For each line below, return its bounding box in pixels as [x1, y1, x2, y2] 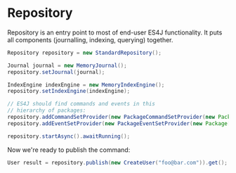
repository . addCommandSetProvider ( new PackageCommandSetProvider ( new [7, 114, 216, 121]
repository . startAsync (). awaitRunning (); [7, 132, 131, 140]
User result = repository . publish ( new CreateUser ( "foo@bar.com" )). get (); [7, 159, 228, 166]
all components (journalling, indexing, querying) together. [7, 35, 173, 44]
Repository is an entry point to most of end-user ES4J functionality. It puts [7, 28, 223, 37]
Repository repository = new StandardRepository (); [7, 49, 162, 56]
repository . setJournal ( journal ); [7, 68, 105, 75]
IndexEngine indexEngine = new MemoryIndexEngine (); [7, 81, 165, 89]
